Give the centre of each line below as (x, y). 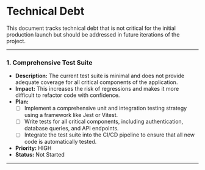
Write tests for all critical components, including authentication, (104, 122)
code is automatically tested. (60, 142)
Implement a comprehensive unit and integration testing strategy (106, 108)
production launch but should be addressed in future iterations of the (93, 34)
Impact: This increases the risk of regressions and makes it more (97, 89)
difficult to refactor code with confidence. (67, 95)
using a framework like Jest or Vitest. (71, 115)
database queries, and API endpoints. (71, 129)
